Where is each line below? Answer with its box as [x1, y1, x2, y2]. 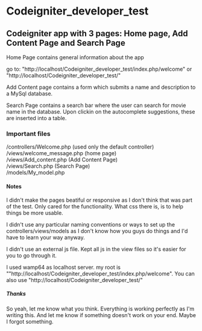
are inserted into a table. [6, 115, 67, 121]
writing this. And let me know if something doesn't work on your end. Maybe [6, 312, 197, 319]
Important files [6, 129, 51, 138]
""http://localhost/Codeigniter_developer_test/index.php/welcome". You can [6, 270, 195, 277]
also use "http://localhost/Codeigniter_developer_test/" [6, 276, 144, 283]
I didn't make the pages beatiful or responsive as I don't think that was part [6, 196, 193, 204]
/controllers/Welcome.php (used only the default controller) [6, 143, 154, 150]
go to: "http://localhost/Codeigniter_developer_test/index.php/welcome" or [6, 65, 192, 72]
